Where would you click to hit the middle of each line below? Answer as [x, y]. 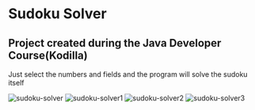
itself [16, 83]
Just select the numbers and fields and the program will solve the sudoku [128, 74]
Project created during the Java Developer [115, 43]
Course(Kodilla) [48, 55]
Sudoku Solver [57, 14]
